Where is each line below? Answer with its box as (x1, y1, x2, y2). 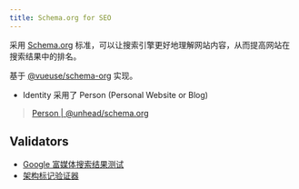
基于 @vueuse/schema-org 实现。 (9, 70, 138, 81)
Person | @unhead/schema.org (31, 107, 149, 118)
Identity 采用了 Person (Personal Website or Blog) (22, 89, 209, 100)
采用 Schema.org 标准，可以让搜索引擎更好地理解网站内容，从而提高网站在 (9, 39, 291, 50)
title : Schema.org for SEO (9, 13, 112, 23)
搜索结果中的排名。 (9, 51, 82, 62)
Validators (9, 134, 70, 150)
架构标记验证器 (22, 170, 79, 182)
